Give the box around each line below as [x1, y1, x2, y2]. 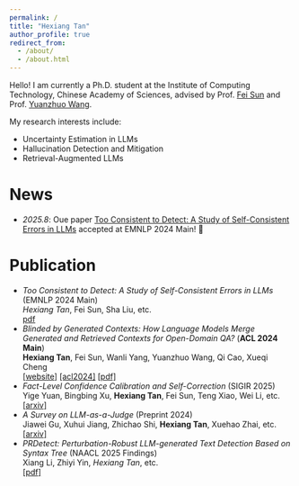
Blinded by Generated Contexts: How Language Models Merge [22, 323, 256, 334]
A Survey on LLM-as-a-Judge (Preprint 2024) [22, 409, 193, 419]
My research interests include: [9, 116, 122, 127]
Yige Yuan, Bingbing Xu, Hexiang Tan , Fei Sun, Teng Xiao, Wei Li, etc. [22, 390, 281, 400]
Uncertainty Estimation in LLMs [22, 134, 138, 144]
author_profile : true [9, 30, 91, 39]
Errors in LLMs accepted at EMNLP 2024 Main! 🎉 [22, 223, 204, 234]
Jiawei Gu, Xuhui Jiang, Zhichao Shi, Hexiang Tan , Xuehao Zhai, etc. [22, 418, 277, 429]
